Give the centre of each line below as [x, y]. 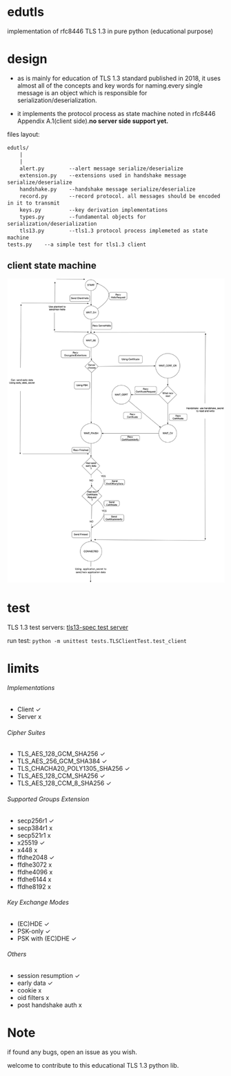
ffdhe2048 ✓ [36, 857]
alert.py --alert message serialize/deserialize [102, 169]
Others [17, 954]
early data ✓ [35, 983]
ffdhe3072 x [34, 865]
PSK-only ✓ [34, 931]
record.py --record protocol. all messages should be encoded [120, 196]
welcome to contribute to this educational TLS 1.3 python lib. [93, 1065]
